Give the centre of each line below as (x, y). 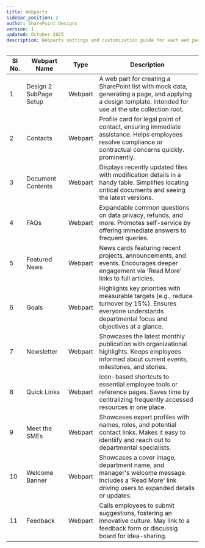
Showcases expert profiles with (144, 417)
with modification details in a (140, 175)
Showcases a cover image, (138, 457)
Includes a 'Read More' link (138, 480)
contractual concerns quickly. (142, 150)
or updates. (116, 496)
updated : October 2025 (35, 35)
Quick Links (43, 392)
